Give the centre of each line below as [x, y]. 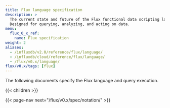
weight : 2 [16, 43]
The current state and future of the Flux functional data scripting [84, 19]
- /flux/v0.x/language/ [35, 62]
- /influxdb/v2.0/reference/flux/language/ [56, 52]
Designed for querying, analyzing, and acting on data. [70, 24]
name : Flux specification [42, 38]
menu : [11, 29]
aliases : [14, 47]
